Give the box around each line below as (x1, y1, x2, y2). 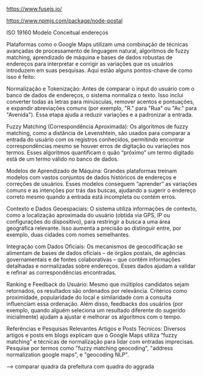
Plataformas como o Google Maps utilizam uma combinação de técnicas (6, 41, 188, 48)
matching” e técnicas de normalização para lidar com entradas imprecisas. (6, 338, 194, 345)
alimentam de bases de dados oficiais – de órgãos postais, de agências (6, 249, 186, 256)
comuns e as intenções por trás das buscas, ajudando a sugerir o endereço (6, 186, 196, 194)
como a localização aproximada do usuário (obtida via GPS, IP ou (6, 212, 171, 219)
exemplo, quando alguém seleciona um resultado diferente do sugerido (6, 307, 186, 314)
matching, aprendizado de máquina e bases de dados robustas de (6, 54, 173, 61)
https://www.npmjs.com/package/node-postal (6, 17, 123, 24)
